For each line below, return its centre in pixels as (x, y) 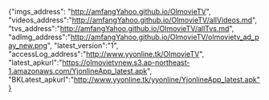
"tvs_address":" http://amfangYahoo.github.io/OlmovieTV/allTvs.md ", (121, 28)
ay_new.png (28, 46)
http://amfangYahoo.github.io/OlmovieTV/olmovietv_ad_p (165, 37)
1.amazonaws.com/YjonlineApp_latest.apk (78, 71)
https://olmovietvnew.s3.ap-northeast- (126, 62)
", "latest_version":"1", (83, 46)
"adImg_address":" (40, 37)
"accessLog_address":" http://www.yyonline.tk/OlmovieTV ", (106, 54)
